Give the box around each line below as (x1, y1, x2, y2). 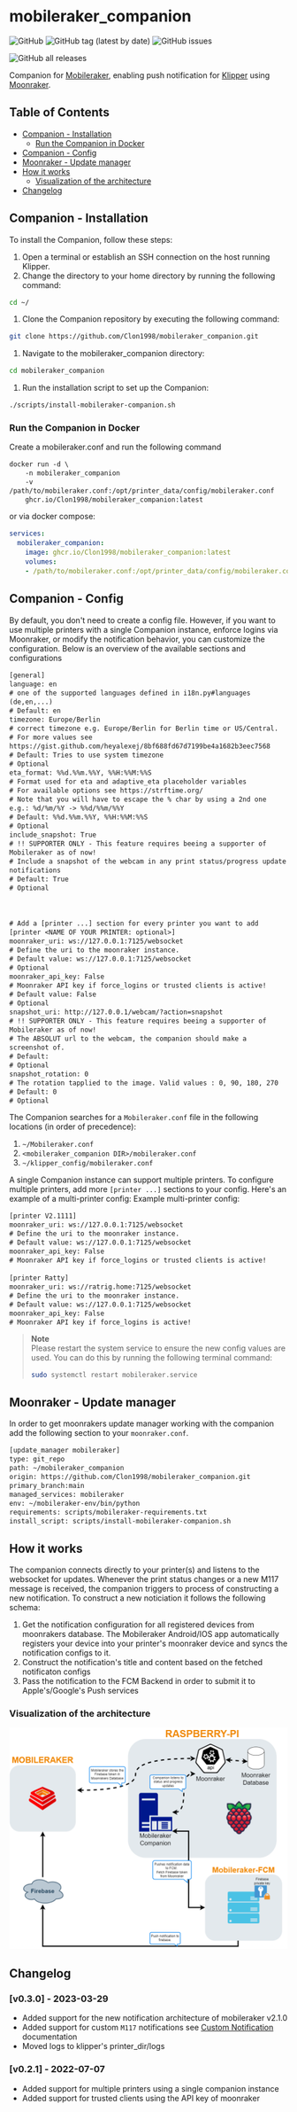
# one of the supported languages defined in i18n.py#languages (9, 689, 251, 698)
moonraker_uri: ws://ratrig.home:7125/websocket (9, 1282, 192, 1291)
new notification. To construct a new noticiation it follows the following (9, 1593, 266, 1603)
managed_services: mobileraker (9, 1491, 125, 1500)
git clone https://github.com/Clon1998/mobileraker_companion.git (9, 332, 259, 341)
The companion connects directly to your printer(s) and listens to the (9, 1564, 260, 1575)
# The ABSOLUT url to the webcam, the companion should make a (9, 1034, 247, 1043)
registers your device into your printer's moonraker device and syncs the (21, 1638, 288, 1649)
